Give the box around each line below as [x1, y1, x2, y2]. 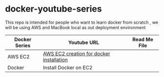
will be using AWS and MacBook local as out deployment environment [5, 24, 146, 30]
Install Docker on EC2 [43, 64, 93, 71]
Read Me [132, 36, 154, 43]
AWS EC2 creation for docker [43, 50, 111, 57]
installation [43, 56, 68, 63]
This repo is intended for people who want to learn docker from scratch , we [5, 19, 159, 25]
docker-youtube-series [5, 3, 102, 15]
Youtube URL [68, 39, 99, 46]
